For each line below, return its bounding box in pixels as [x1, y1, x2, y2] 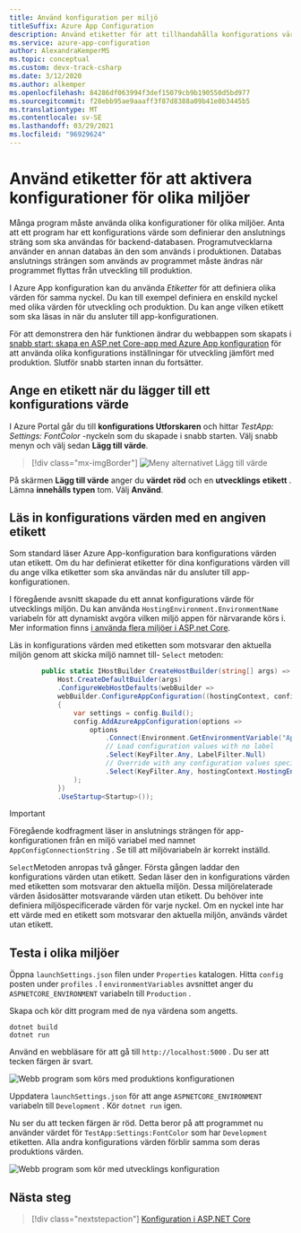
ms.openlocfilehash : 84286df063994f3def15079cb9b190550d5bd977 [9, 88, 251, 97]
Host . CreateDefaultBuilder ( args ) [56, 675, 182, 685]
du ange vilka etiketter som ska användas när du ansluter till [9, 567, 231, 578]
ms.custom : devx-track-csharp [9, 64, 123, 73]
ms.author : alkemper [9, 80, 87, 89]
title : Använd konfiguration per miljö [9, 13, 159, 22]
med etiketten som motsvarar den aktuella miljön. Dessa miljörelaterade [9, 881, 273, 892]
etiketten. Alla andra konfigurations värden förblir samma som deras [9, 1137, 261, 1148]
